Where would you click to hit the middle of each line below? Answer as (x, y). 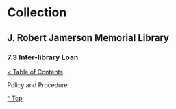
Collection (37, 13)
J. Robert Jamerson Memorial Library (88, 38)
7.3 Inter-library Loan (43, 57)
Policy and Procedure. (38, 85)
